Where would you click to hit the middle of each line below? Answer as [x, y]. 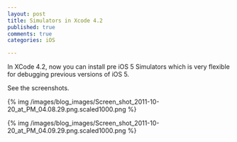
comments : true [30, 34]
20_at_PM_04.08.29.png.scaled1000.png [67, 109]
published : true [31, 27]
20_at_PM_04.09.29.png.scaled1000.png [67, 131]
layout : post [27, 14]
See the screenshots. [38, 88]
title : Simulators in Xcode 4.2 [55, 21]
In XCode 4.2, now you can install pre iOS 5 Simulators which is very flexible [119, 67]
